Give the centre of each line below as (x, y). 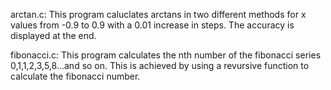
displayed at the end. (53, 35)
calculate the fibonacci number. (75, 76)
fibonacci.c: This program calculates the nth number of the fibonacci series (166, 55)
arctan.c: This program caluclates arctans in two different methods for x (158, 14)
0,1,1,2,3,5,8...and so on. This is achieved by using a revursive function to (160, 65)
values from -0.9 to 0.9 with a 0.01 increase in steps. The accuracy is (152, 25)
